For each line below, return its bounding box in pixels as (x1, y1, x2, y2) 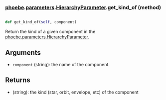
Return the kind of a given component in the (5, 29, 96, 35)
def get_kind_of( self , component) (5, 19, 77, 25)
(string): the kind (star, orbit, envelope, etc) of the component (12, 89, 139, 95)
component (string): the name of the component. (12, 61, 110, 67)
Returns (5, 76, 31, 85)
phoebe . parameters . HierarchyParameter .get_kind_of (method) (5, 4, 161, 11)
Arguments (5, 48, 41, 57)
